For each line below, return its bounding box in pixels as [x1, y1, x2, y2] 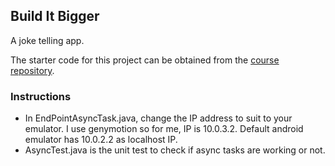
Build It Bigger [10, 8, 100, 25]
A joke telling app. [10, 34, 85, 46]
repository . [10, 64, 55, 76]
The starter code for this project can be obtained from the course [10, 54, 280, 66]
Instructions [10, 89, 72, 103]
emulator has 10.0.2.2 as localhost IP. [24, 134, 178, 146]
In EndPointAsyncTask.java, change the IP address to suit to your [24, 112, 293, 124]
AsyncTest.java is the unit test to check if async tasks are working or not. [24, 144, 326, 156]
